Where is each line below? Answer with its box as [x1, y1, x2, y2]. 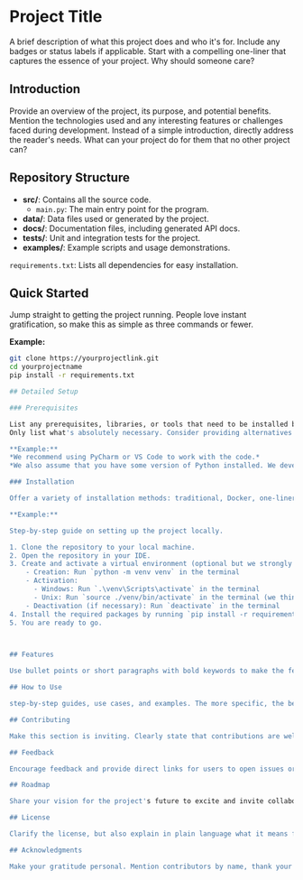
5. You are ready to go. [9, 618, 103, 627]
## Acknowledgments [9, 846, 83, 855]
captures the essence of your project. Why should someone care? [9, 55, 255, 66]
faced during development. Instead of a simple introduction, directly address [9, 125, 294, 135]
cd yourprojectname [9, 363, 83, 372]
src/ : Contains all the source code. [22, 194, 151, 205]
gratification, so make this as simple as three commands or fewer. [9, 319, 254, 330]
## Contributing [9, 715, 70, 724]
